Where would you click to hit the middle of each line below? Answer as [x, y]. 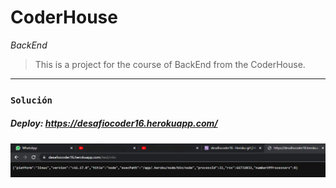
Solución [31, 100]
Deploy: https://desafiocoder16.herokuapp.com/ [114, 123]
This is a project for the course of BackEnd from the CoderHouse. [170, 64]
